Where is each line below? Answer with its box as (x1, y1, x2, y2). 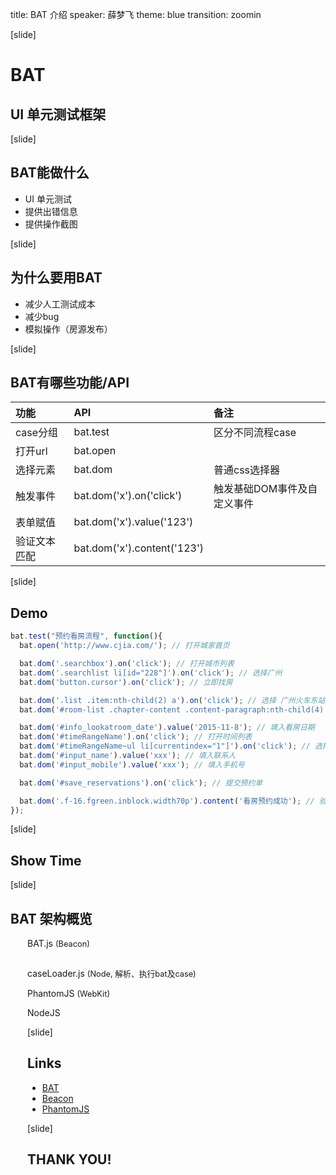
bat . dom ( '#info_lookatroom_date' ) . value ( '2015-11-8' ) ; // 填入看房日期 (19, 723, 315, 733)
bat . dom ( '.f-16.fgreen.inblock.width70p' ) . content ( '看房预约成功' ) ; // (19, 796, 315, 806)
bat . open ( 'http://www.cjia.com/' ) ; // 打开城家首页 (19, 641, 230, 651)
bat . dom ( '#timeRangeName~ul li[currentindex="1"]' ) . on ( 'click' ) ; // (19, 741, 311, 752)
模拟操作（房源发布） (24, 323, 113, 335)
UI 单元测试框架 (10, 106, 107, 123)
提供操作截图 (24, 218, 78, 230)
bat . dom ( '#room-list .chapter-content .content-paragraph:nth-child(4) (19, 704, 325, 715)
